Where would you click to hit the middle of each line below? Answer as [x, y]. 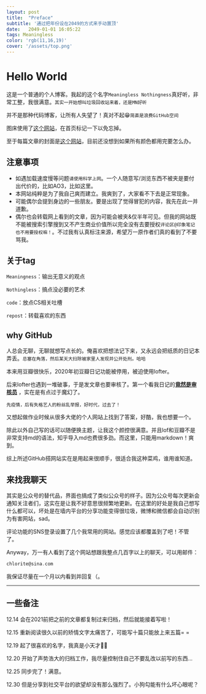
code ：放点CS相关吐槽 [34, 303]
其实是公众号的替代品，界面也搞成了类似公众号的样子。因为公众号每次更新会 [103, 496]
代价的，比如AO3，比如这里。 [59, 186]
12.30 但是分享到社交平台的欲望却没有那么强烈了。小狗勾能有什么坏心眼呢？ [103, 684]
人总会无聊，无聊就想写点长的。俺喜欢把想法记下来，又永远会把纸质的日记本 [103, 351]
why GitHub [29, 335]
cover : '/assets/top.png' [39, 47]
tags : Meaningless [30, 35]
